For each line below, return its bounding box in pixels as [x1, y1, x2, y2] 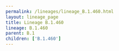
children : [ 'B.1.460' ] [5, 36, 61, 42]
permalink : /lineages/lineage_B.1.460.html [5, 8, 114, 15]
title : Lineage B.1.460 [5, 19, 64, 25]
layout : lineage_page [5, 14, 59, 20]
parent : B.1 [5, 30, 35, 36]
